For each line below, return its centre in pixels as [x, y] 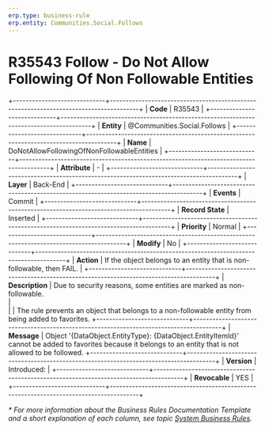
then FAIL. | [64, 269]
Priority [194, 227]
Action [87, 260]
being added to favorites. [49, 319]
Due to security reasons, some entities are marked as [140, 285]
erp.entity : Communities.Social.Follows [76, 23]
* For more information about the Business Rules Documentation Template [130, 410]
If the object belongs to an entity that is [168, 260]
